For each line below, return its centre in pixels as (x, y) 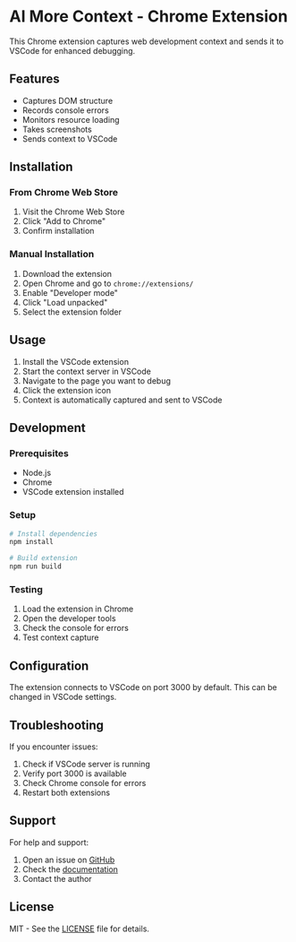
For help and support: (49, 842)
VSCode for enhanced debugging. (72, 50)
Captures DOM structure (68, 100)
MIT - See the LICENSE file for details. (80, 929)
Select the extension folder (72, 312)
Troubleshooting (57, 725)
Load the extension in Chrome (78, 609)
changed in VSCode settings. (63, 697)
